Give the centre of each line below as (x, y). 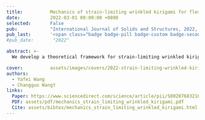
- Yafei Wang (28, 79)
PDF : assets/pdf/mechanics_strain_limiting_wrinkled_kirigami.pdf (98, 102)
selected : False (35, 23)
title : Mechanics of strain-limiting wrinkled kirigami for (97, 12)
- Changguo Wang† (34, 85)
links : (15, 91)
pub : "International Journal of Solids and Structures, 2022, (102, 29)
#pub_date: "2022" (38, 40)
